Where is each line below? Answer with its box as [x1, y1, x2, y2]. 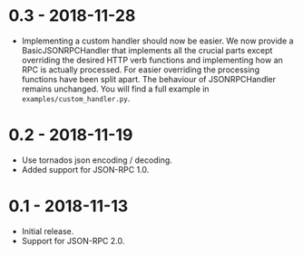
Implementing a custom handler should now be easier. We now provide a [21, 35, 294, 46]
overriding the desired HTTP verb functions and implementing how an [21, 54, 283, 65]
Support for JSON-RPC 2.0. [21, 235, 125, 246]
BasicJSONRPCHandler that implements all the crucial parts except [21, 44, 273, 55]
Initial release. [21, 225, 74, 236]
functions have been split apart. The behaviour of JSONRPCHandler [21, 73, 277, 84]
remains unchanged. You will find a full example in [21, 83, 210, 94]
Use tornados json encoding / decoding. [21, 155, 173, 165]
